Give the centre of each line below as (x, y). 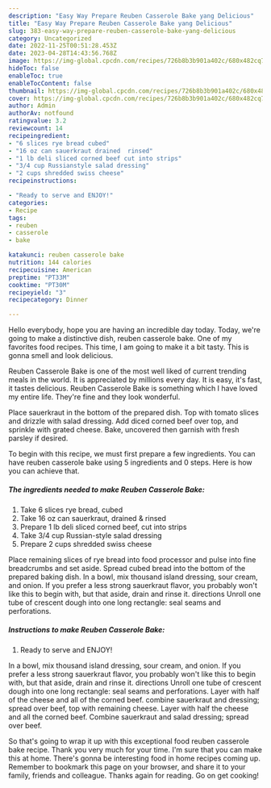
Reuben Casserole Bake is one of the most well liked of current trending (128, 371)
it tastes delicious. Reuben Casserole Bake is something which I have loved (133, 389)
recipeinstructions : (43, 181)
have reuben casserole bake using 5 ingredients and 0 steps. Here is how (130, 463)
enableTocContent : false (50, 83)
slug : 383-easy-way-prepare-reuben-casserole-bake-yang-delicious (122, 31)
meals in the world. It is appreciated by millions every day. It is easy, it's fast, (135, 380)
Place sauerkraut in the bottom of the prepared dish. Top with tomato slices (134, 413)
